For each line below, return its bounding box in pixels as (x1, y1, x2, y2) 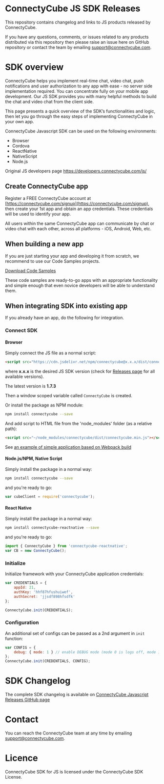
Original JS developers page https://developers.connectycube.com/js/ (5, 168, 147, 174)
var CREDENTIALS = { (5, 580, 47, 586)
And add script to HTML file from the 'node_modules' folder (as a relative (5, 421, 152, 427)
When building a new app (5, 240, 84, 248)
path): (5, 426, 17, 432)
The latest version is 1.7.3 (5, 383, 56, 389)
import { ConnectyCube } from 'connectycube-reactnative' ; (5, 543, 128, 549)
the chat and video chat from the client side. (5, 99, 94, 105)
